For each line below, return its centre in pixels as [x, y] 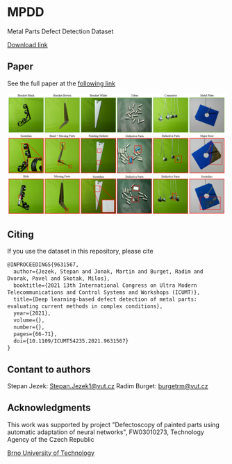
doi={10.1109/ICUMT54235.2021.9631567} [71, 341]
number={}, [29, 327]
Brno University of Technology [51, 453]
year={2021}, [32, 313]
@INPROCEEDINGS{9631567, [43, 265]
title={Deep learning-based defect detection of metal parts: [105, 299]
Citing [20, 234]
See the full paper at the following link [61, 83]
